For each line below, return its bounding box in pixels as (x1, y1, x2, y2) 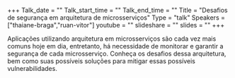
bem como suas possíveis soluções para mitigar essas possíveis (7, 57, 196, 65)
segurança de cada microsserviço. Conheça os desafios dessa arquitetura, (7, 49, 227, 58)
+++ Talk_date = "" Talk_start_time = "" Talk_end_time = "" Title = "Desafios (7, 6, 228, 14)
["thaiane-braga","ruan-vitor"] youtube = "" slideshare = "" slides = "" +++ (7, 21, 225, 29)
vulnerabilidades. (7, 65, 58, 72)
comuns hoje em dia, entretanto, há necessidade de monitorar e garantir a (7, 42, 224, 50)
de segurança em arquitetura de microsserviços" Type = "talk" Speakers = (7, 13, 225, 22)
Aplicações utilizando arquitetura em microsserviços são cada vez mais (7, 34, 217, 43)
